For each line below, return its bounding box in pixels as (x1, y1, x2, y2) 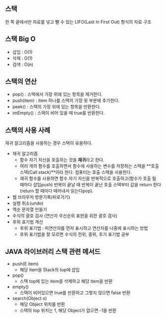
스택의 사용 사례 (5, 126, 51, 134)
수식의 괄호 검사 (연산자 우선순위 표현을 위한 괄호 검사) (12, 213, 117, 219)
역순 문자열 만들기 (12, 207, 47, 213)
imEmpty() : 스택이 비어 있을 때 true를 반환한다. (12, 110, 105, 116)
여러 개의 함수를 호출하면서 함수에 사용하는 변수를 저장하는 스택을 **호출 (19, 163, 160, 169)
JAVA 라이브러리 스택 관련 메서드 (5, 247, 101, 256)
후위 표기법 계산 (12, 219, 43, 225)
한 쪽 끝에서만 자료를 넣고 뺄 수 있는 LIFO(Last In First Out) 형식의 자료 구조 (5, 19, 152, 25)
